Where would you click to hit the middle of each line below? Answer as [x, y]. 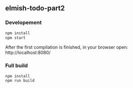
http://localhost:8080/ [28, 53]
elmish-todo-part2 [35, 8]
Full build [17, 66]
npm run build [20, 80]
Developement [23, 23]
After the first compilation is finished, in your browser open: [67, 47]
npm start [16, 38]
